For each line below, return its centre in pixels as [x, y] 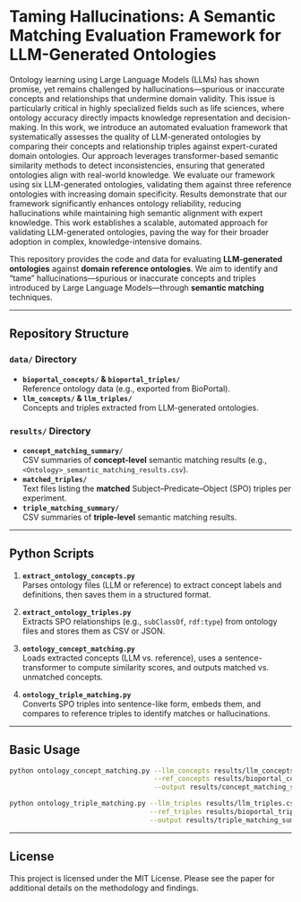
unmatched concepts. [63, 677]
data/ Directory [43, 359]
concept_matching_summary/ [73, 451]
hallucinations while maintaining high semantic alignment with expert [136, 213]
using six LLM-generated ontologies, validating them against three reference [151, 184]
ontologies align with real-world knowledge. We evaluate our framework [142, 175]
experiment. [44, 498]
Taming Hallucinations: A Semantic [142, 17]
